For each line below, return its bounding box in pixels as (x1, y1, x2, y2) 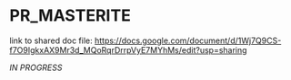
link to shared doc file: (9, 35, 93, 46)
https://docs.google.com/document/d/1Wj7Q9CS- (94, 35, 282, 46)
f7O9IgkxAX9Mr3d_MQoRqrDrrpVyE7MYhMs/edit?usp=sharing (9, 44, 247, 55)
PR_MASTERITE (9, 5, 132, 26)
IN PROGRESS (9, 62, 63, 73)
